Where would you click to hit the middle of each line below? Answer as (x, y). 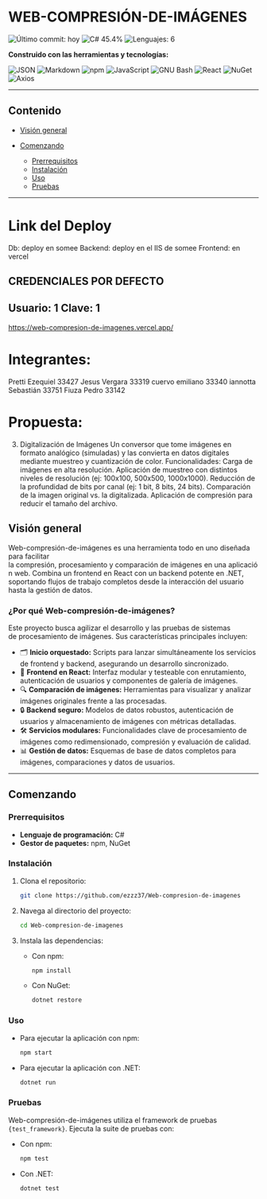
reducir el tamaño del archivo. (68, 503)
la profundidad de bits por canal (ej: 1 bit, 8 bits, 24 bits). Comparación (135, 486)
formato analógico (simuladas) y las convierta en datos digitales (124, 453)
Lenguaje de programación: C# (72, 835)
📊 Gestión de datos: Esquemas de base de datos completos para (128, 750)
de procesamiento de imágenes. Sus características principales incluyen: (128, 636)
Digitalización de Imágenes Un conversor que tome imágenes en (126, 444)
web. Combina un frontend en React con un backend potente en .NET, (129, 573)
